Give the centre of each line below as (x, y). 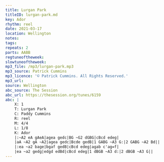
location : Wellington (28, 34)
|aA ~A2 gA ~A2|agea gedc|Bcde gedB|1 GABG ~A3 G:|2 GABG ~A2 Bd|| (87, 142)
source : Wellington (26, 85)
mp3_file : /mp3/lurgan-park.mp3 (39, 67)
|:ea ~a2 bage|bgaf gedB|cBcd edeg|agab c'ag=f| (67, 147)
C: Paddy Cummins (33, 114)
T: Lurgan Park (30, 109)
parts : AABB (18, 52)
